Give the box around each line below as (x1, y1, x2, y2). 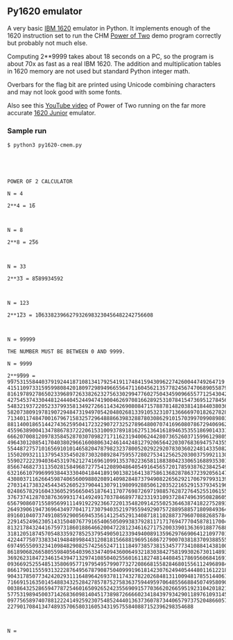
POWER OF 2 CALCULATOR (7, 178, 73, 185)
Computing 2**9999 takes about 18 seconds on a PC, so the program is (7, 52, 214, 60)
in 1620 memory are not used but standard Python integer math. (7, 67, 191, 75)
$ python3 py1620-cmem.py (7, 142, 82, 149)
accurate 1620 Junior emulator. (7, 108, 96, 117)
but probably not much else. (7, 38, 88, 47)
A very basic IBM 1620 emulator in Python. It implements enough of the (7, 24, 211, 32)
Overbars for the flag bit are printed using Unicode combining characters (7, 80, 216, 89)
